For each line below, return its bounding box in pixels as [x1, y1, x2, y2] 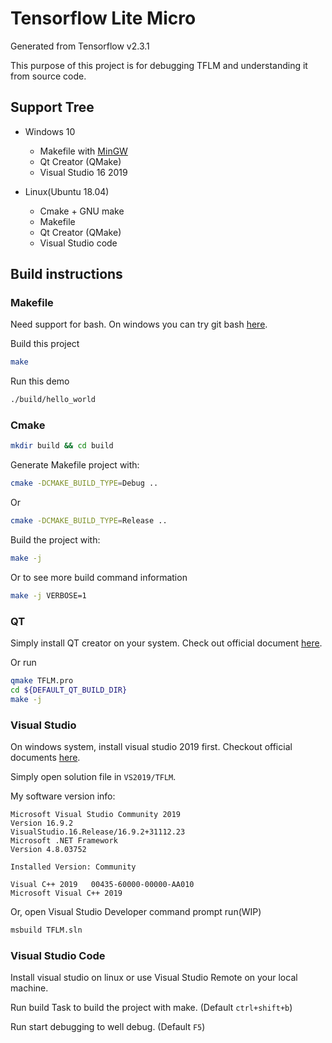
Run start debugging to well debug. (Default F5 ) [10, 1021, 206, 1033]
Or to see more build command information [10, 571, 188, 583]
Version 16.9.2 [10, 818, 74, 829]
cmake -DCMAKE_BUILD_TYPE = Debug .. [10, 478, 159, 489]
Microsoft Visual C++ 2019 [10, 888, 123, 899]
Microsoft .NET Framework [10, 836, 118, 846]
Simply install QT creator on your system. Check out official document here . [10, 637, 323, 649]
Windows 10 [24, 125, 76, 137]
